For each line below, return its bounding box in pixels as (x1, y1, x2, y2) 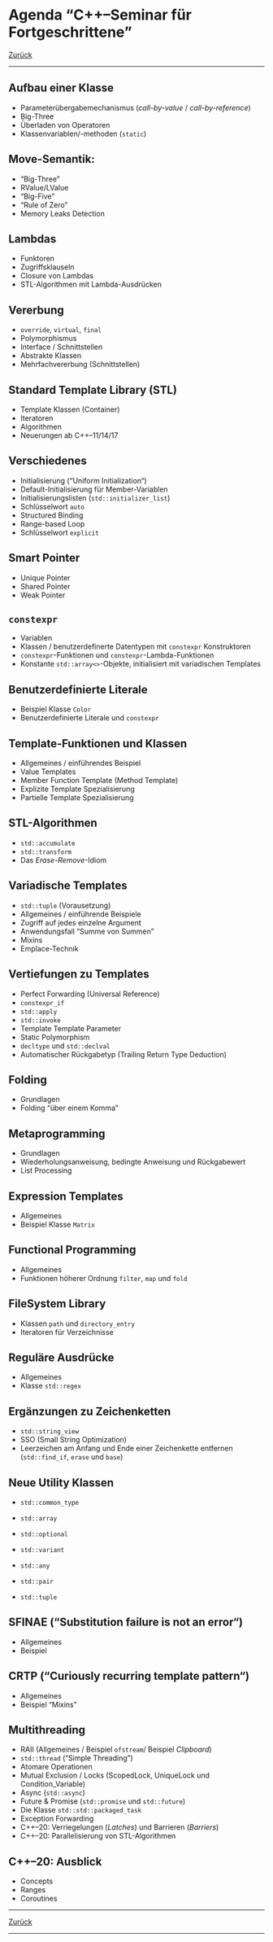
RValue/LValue (19, 182, 69, 192)
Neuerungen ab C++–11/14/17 (19, 431, 119, 440)
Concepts (19, 1876, 54, 1886)
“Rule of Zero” (19, 199, 68, 209)
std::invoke (19, 1016, 61, 1025)
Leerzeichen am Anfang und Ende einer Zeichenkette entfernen (19, 1443, 233, 1454)
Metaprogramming (8, 1126, 106, 1140)
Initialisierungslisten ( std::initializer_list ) (19, 492, 171, 502)
